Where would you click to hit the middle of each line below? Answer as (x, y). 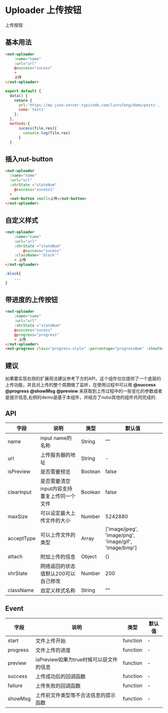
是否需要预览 (55, 471)
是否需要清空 (55, 481)
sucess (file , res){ (37, 128)
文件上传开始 (51, 640)
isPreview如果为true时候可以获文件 (77, 659)
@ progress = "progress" (36, 335)
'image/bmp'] (121, 547)
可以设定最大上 (58, 513)
